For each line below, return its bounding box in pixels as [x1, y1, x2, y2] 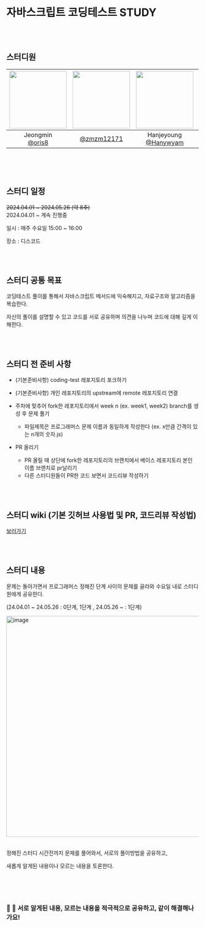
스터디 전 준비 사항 [6, 359, 71, 369]
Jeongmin [23, 130, 53, 139]
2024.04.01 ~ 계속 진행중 [6, 211, 68, 218]
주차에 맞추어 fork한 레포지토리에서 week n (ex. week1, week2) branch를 [15, 402, 192, 410]
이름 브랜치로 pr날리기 [24, 464, 77, 472]
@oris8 [27, 138, 49, 147]
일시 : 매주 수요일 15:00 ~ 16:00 [6, 224, 82, 231]
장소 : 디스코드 [6, 237, 41, 245]
